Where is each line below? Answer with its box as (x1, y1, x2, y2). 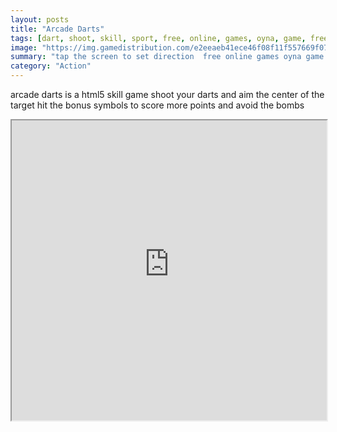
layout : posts (10, 14, 70, 25)
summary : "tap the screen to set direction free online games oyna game (10, 52, 325, 62)
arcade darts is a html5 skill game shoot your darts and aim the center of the (10, 89, 325, 100)
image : (10, 42, 38, 53)
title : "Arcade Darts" (10, 24, 105, 34)
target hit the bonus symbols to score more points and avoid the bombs (10, 99, 305, 111)
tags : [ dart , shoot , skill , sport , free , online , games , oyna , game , (10, 33, 307, 43)
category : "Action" (10, 61, 92, 71)
